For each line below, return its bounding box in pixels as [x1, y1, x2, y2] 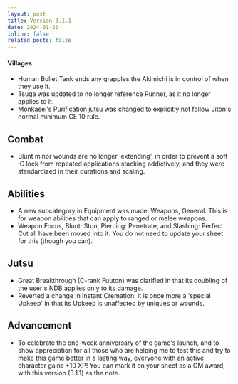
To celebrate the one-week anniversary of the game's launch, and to [17, 338, 219, 347]
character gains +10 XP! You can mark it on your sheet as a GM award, [17, 361, 226, 370]
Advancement [7, 319, 72, 331]
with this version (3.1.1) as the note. [17, 368, 120, 377]
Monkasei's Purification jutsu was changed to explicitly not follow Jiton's [17, 105, 232, 114]
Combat [7, 133, 44, 145]
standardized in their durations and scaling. [17, 167, 145, 176]
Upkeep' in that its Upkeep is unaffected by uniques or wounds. [17, 299, 205, 307]
